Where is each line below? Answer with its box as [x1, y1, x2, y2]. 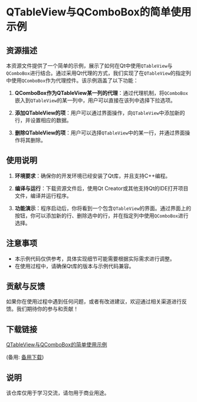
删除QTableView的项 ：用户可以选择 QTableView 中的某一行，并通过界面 [14, 129, 185, 136]
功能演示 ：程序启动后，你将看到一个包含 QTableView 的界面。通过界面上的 [14, 205, 192, 212]
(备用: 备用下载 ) [6, 354, 44, 361]
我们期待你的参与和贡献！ [16, 305, 78, 312]
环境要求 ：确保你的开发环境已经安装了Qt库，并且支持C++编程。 [14, 172, 171, 179]
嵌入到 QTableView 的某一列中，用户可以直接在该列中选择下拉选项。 [14, 97, 176, 104]
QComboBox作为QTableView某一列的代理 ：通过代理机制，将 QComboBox [14, 90, 189, 96]
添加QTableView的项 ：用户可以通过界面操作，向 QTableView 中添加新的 [14, 110, 185, 116]
